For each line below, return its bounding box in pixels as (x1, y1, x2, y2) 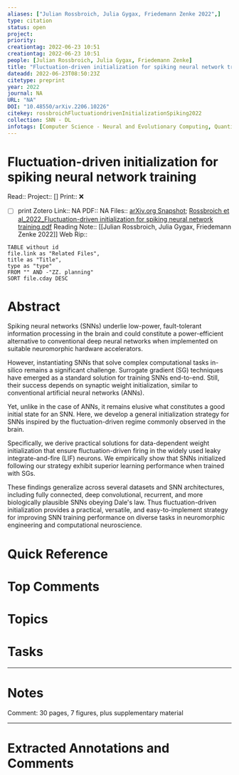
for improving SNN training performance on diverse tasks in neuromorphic (7, 514, 225, 522)
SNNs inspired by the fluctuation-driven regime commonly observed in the (7, 417, 226, 426)
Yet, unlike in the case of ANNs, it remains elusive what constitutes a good (7, 402, 225, 411)
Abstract (7, 298, 60, 314)
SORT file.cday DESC (7, 275, 69, 282)
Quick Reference (7, 546, 109, 562)
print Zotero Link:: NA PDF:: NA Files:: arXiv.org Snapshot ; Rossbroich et (17, 207, 230, 215)
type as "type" (7, 262, 53, 269)
